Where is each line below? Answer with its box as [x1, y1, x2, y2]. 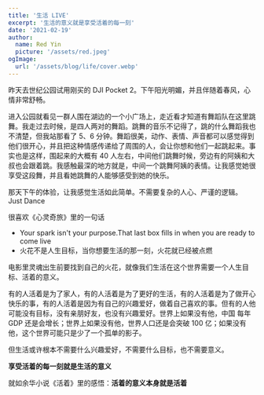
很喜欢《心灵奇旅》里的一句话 [8, 212, 104, 221]
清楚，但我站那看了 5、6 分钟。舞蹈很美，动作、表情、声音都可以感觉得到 [14, 131, 255, 141]
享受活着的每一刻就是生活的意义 [8, 361, 112, 371]
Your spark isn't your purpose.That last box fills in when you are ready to [19, 228, 255, 237]
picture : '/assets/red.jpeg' [15, 48, 111, 56]
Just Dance [8, 196, 46, 205]
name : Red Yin [15, 41, 61, 49]
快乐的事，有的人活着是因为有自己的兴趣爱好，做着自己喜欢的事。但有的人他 [8, 298, 256, 308]
